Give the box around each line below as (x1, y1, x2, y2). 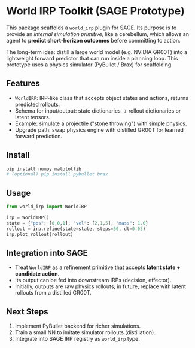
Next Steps (6, 307, 48, 317)
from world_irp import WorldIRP (6, 204, 87, 210)
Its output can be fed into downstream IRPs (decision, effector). (14, 277, 172, 284)
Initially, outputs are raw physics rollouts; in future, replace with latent (14, 283, 187, 290)
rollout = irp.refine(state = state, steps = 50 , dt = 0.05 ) (6, 226, 146, 232)
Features (6, 78, 40, 89)
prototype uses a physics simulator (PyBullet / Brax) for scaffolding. (6, 61, 173, 68)
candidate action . (14, 270, 60, 277)
